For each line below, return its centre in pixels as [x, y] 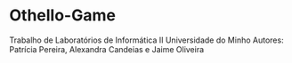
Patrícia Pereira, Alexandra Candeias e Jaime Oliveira [107, 49]
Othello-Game [62, 16]
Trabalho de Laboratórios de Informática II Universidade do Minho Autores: [146, 40]
